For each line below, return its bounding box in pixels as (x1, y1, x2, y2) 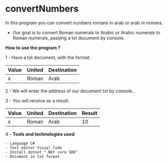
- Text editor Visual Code (5, 145, 62, 150)
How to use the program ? (5, 44, 61, 50)
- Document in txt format (5, 154, 60, 159)
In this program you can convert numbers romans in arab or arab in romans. (5, 20, 163, 26)
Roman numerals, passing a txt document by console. (12, 35, 125, 41)
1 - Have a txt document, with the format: (5, 54, 91, 61)
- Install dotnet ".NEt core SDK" (5, 149, 78, 154)
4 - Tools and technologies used (5, 131, 75, 137)
